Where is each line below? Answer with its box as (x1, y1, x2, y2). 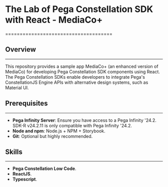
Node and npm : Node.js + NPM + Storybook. (12, 128, 106, 134)
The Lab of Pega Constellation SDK (5, 4, 153, 15)
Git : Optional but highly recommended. (12, 133, 93, 139)
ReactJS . (12, 171, 32, 177)
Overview (5, 45, 36, 54)
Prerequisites (5, 99, 48, 108)
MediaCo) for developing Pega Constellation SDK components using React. (5, 69, 160, 75)
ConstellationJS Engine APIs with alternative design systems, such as (5, 79, 148, 85)
